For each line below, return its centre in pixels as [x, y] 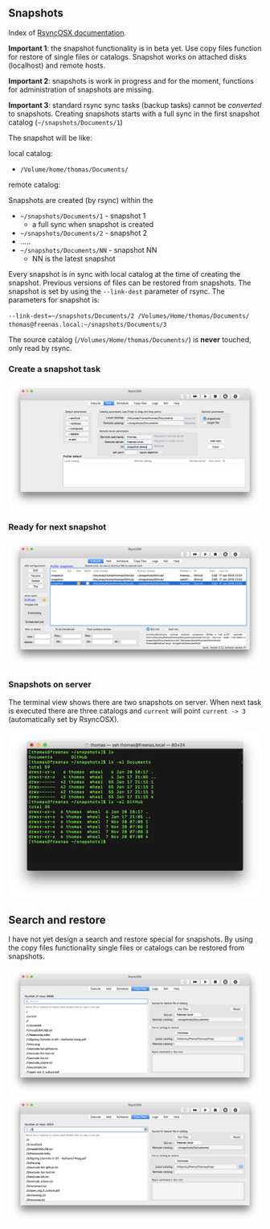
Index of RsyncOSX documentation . [67, 32]
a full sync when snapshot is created [93, 224]
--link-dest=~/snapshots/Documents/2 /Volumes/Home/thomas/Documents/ [129, 316]
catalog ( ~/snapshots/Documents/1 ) [65, 122]
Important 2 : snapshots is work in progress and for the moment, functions [131, 80]
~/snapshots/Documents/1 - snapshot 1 [83, 216]
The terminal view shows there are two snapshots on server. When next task [135, 702]
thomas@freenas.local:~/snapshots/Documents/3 [88, 324]
